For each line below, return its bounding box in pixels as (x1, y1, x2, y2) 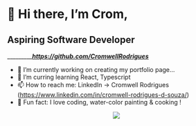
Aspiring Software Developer (7, 34, 135, 46)
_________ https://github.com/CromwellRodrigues (7, 52, 149, 60)
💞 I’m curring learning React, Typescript (17, 73, 131, 81)
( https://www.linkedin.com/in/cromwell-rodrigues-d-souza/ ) (17, 91, 189, 99)
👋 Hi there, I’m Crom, (7, 6, 128, 22)
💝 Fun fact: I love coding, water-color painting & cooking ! (17, 98, 181, 106)
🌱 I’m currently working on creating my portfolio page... (17, 66, 175, 73)
